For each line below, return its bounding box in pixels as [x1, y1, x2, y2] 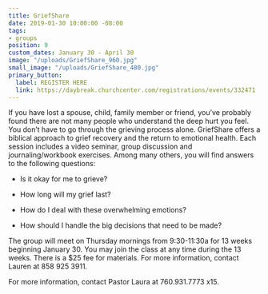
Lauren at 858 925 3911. [8, 261, 88, 272]
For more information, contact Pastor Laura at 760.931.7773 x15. [8, 277, 220, 287]
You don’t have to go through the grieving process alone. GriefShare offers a [8, 125, 261, 134]
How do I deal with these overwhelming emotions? [19, 205, 186, 215]
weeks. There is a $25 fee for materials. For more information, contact [8, 253, 239, 263]
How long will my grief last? [19, 189, 111, 200]
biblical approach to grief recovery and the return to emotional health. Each [8, 133, 257, 143]
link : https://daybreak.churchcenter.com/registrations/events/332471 [15, 85, 256, 94]
